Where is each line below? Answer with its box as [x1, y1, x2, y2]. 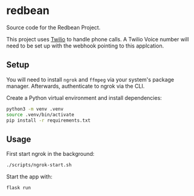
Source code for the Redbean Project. [6, 24, 101, 31]
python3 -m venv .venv [6, 106, 64, 112]
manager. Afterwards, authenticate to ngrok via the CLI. [6, 82, 145, 89]
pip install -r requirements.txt [6, 117, 91, 124]
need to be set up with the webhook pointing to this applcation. [6, 42, 164, 49]
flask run [6, 185, 32, 191]
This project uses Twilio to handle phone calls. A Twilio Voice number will [6, 35, 189, 43]
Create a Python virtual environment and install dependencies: [6, 94, 162, 101]
